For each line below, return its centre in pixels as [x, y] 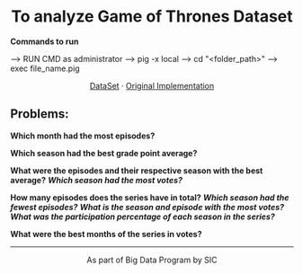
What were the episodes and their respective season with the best [137, 170]
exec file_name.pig [45, 68]
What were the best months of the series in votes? [106, 234]
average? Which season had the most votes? [97, 180]
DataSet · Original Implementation [152, 85]
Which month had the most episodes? [83, 136]
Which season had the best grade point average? [104, 153]
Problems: [40, 114]
